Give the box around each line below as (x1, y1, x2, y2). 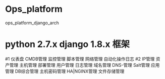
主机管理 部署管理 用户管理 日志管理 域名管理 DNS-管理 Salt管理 (19, 62, 150, 68)
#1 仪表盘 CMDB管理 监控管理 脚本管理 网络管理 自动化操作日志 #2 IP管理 (5, 56, 155, 62)
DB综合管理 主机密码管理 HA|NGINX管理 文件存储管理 (14, 68, 125, 74)
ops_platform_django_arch (5, 20, 59, 26)
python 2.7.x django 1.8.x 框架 (5, 39, 130, 50)
